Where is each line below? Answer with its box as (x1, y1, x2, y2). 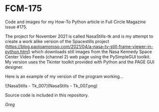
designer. (5, 64, 24, 70)
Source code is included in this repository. (5, 92, 89, 98)
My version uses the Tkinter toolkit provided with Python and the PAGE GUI (5, 59, 155, 65)
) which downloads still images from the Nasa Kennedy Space (29, 49, 152, 55)
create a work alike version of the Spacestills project (5, 38, 110, 44)
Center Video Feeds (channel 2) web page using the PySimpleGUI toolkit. (5, 54, 151, 59)
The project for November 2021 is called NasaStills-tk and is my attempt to (5, 33, 154, 39)
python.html (5, 49, 29, 55)
